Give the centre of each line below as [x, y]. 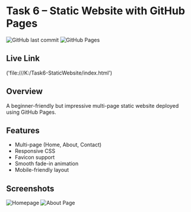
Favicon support [35, 158]
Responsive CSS [35, 151]
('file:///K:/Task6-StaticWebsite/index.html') [59, 73]
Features [23, 131]
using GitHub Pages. [31, 112]
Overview [25, 91]
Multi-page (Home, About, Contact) [58, 145]
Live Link [23, 58]
